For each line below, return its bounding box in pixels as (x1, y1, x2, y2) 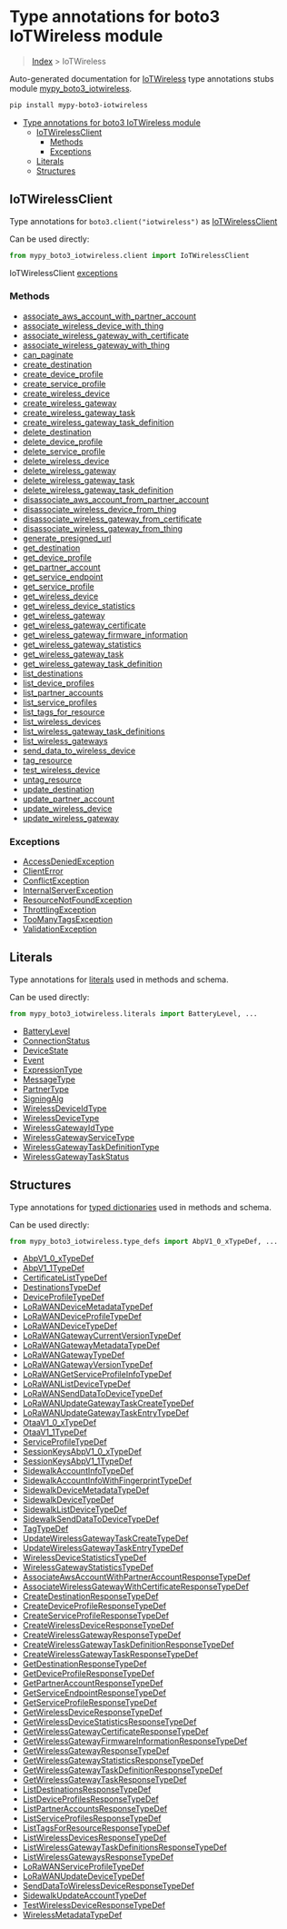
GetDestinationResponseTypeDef (22, 1658, 147, 1669)
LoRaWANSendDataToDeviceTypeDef (22, 1388, 163, 1399)
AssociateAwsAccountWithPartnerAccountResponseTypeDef (22, 1572, 252, 1583)
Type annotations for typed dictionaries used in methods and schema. (9, 1201, 272, 1212)
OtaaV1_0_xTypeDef (22, 1417, 97, 1428)
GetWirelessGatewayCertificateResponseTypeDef (22, 1726, 209, 1737)
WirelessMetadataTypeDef (22, 1910, 123, 1921)
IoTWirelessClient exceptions (9, 267, 118, 278)
